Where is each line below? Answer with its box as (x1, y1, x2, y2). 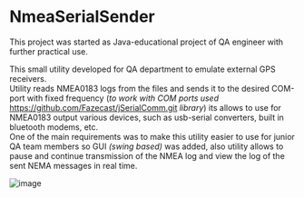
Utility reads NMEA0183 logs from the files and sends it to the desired (9, 83, 270, 94)
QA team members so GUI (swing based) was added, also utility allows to (9, 141, 284, 152)
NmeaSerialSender (9, 6, 156, 27)
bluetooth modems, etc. (9, 121, 99, 133)
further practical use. (9, 45, 89, 56)
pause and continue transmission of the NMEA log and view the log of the (9, 150, 286, 161)
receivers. (9, 73, 47, 84)
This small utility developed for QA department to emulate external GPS (9, 64, 276, 74)
